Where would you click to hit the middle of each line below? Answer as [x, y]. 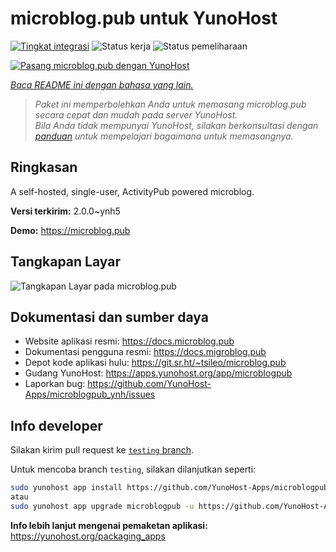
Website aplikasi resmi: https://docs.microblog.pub [129, 341]
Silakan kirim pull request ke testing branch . [102, 450]
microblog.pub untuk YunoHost [144, 18]
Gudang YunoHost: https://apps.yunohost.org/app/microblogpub [158, 373]
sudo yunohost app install [66, 488]
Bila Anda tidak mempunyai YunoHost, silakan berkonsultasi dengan [176, 125]
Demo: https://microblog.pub [70, 230]
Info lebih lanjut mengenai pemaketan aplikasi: [109, 525]
